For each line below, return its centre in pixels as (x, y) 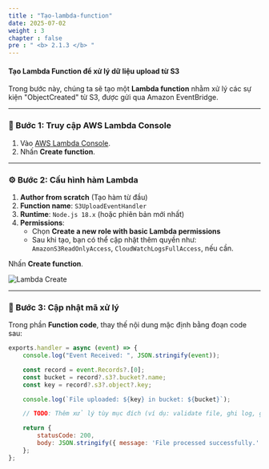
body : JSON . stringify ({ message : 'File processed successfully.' (149, 443)
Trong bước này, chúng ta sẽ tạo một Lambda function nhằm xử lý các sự (130, 89)
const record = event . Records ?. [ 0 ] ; (84, 370)
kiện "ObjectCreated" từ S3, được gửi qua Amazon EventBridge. (113, 98)
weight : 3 (26, 30)
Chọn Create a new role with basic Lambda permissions (126, 231)
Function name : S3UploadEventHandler (83, 206)
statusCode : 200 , (66, 436)
